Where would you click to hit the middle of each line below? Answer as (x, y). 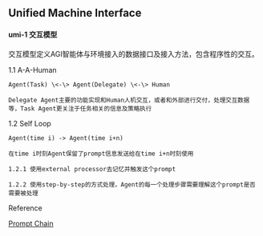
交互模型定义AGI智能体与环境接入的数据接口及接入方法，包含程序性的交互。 (134, 54)
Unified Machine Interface (75, 13)
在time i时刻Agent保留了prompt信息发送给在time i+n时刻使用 (101, 154)
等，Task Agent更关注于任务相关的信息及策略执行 (80, 108)
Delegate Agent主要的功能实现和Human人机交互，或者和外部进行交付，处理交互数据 (129, 100)
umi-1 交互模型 (33, 34)
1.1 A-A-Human (33, 70)
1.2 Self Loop (30, 123)
